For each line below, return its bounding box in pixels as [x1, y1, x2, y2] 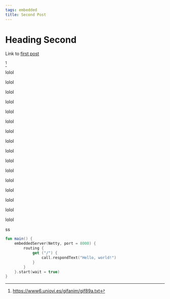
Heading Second [5, 34, 77, 46]
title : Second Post [5, 12, 47, 17]
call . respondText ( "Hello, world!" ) [41, 255, 116, 260]
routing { [23, 246, 44, 251]
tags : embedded [5, 7, 37, 13]
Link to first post [5, 51, 39, 57]
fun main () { [5, 236, 33, 241]
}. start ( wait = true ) [14, 269, 60, 274]
